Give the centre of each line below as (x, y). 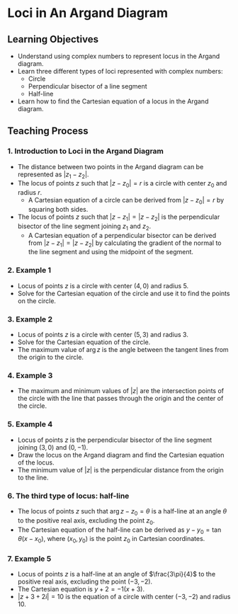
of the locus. (36, 462)
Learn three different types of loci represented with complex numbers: (120, 71)
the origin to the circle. (50, 357)
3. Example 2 (30, 319)
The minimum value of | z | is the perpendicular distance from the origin (121, 470)
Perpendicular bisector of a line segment (87, 86)
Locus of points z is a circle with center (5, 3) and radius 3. (103, 335)
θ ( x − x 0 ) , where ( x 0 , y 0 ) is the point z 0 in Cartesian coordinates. (111, 540)
